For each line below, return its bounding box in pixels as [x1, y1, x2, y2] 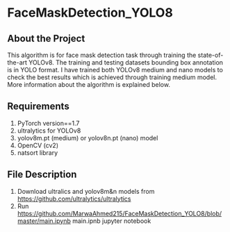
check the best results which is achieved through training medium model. [7, 73, 217, 81]
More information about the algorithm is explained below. [7, 81, 170, 88]
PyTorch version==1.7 [17, 119, 80, 127]
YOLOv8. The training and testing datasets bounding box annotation [28, 58, 224, 67]
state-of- [197, 51, 224, 59]
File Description [7, 169, 77, 181]
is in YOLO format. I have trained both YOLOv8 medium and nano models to [7, 66, 224, 74]
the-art [7, 58, 28, 67]
